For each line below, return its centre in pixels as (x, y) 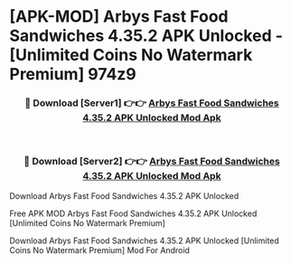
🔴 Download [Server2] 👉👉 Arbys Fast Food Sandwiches (152, 162)
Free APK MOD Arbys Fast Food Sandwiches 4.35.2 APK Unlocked (133, 213)
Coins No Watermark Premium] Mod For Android (99, 250)
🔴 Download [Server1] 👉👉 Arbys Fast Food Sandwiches (152, 103)
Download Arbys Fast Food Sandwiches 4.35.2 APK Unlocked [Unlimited (145, 240)
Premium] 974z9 (73, 75)
